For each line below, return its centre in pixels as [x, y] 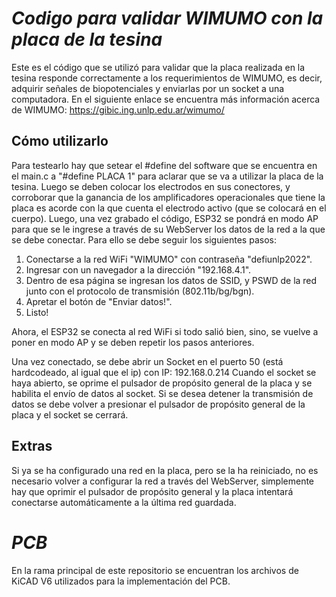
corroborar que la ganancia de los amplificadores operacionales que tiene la [168, 197]
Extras [32, 446]
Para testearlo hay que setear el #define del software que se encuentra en [164, 165]
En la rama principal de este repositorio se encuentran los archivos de [155, 570]
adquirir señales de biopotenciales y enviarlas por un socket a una [148, 88]
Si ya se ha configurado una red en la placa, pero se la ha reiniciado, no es [165, 470]
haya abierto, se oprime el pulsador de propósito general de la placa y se [162, 383]
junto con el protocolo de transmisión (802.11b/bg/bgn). [140, 291]
